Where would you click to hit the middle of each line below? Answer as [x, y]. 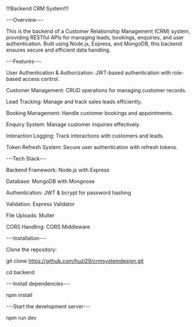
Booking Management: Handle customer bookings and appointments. [90, 113]
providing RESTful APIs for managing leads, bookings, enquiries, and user [95, 37]
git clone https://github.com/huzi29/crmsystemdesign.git [75, 261]
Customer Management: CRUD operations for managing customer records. [97, 90]
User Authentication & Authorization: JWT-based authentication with [89, 73]
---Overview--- [25, 20]
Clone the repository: [32, 250]
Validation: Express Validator [40, 204]
